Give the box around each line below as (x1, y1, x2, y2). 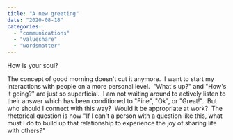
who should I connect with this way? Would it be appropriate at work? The (7, 105, 223, 112)
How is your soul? (7, 62, 58, 69)
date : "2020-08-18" (7, 17, 64, 24)
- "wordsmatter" (13, 42, 61, 49)
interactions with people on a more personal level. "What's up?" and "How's (7, 82, 227, 90)
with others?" (7, 126, 46, 134)
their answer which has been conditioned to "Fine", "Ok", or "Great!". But (7, 97, 218, 105)
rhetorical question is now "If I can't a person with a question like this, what (7, 112, 223, 120)
